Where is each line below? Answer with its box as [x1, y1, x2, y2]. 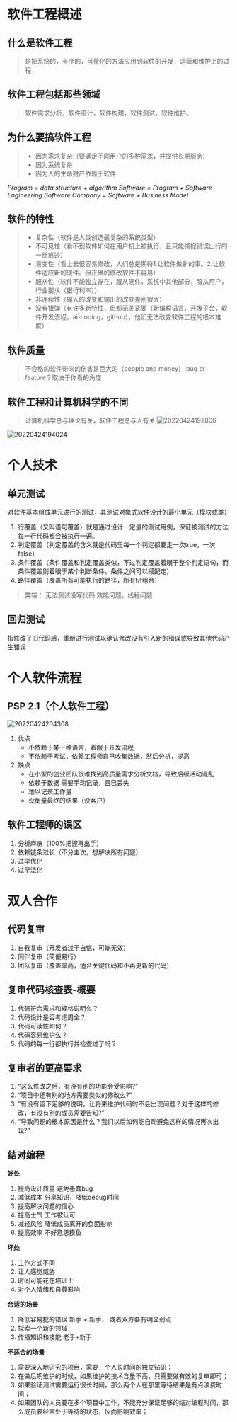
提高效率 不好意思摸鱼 [17, 1229, 82, 1237]
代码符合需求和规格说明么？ [17, 1004, 99, 1012]
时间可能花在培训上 [17, 1276, 74, 1285]
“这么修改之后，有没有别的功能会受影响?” [17, 1082, 139, 1091]
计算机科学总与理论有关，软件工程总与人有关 [24, 416, 156, 425]
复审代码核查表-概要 [7, 984, 96, 996]
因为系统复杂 [35, 160, 73, 168]
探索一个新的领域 [17, 1324, 68, 1333]
